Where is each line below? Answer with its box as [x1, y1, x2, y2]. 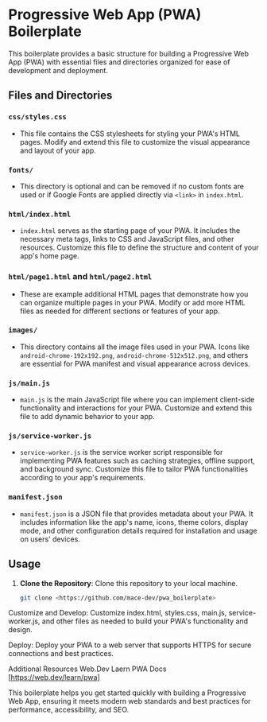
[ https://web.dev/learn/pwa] [8, 673, 101, 682]
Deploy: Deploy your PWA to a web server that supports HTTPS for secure [8, 640, 252, 650]
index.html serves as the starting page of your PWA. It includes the [19, 226, 241, 235]
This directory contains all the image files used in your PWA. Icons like [19, 342, 250, 351]
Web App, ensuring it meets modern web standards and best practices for [8, 697, 251, 706]
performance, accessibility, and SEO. [8, 705, 130, 715]
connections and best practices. [8, 649, 114, 658]
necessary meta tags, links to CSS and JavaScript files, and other [19, 235, 234, 244]
